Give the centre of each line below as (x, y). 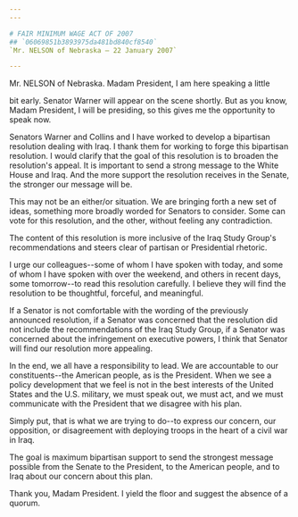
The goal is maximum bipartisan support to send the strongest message (141, 457)
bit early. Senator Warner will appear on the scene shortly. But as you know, (149, 101)
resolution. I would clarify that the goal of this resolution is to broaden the (144, 156)
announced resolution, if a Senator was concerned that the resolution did (144, 320)
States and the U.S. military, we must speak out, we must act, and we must (146, 395)
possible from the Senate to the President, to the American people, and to (145, 467)
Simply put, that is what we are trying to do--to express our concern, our (143, 421)
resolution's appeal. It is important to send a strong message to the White (144, 165)
